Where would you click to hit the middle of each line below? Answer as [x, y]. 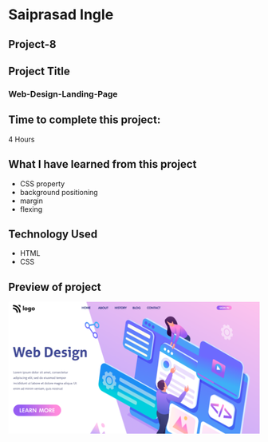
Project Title [39, 71]
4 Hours [22, 139]
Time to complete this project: [85, 120]
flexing [31, 209]
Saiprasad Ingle [61, 15]
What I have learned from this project [102, 164]
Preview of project [55, 287]
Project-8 [32, 44]
